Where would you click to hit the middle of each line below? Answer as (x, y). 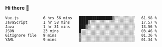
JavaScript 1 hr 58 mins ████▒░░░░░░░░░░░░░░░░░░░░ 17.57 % (81, 23)
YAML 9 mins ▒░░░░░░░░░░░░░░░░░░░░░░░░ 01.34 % (81, 40)
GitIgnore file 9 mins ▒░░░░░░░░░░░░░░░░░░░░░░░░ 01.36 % (81, 36)
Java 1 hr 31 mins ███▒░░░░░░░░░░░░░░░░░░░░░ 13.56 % (81, 27)
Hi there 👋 (17, 8)
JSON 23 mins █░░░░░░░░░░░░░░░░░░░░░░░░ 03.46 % (81, 31)
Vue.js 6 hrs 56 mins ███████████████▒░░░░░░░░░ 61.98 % (81, 18)
